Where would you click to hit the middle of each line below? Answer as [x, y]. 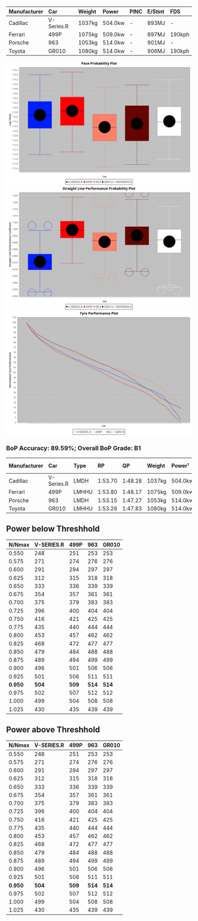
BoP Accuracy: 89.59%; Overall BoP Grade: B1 [74, 448]
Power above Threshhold [53, 729]
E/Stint [156, 11]
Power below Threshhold [53, 528]
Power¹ [180, 466]
